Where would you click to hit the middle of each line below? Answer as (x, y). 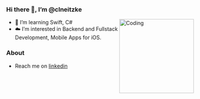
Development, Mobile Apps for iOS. (58, 37)
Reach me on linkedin (41, 66)
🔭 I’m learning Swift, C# (43, 23)
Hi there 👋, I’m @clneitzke (44, 9)
